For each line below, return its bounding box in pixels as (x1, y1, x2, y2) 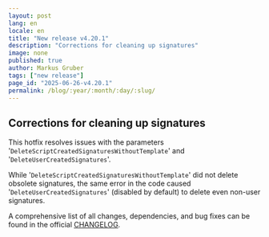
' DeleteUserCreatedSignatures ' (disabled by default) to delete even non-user (8, 187, 261, 197)
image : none (8, 49, 48, 57)
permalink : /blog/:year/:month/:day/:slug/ (8, 86, 156, 95)
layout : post (8, 11, 52, 20)
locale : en (8, 27, 45, 35)
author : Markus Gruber (8, 64, 84, 72)
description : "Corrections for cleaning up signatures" (8, 42, 199, 50)
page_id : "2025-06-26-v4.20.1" (8, 79, 113, 87)
